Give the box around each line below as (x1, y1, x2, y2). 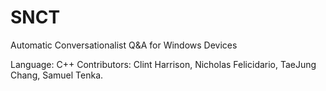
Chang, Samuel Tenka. (10, 69, 104, 81)
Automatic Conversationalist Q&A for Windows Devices (10, 39, 238, 51)
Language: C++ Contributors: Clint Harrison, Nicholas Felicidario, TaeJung (10, 58, 317, 70)
